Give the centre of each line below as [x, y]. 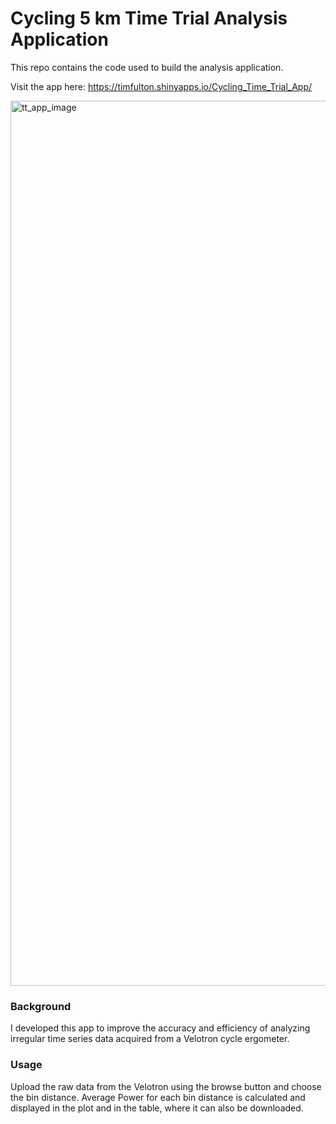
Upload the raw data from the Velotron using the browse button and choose [166, 1086]
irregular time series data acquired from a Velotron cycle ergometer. [150, 1039]
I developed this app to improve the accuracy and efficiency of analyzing [160, 1028]
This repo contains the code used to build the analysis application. [147, 67]
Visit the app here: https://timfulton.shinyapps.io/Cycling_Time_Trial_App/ [161, 86]
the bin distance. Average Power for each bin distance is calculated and [158, 1097]
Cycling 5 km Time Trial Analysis [149, 18]
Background [41, 1006]
